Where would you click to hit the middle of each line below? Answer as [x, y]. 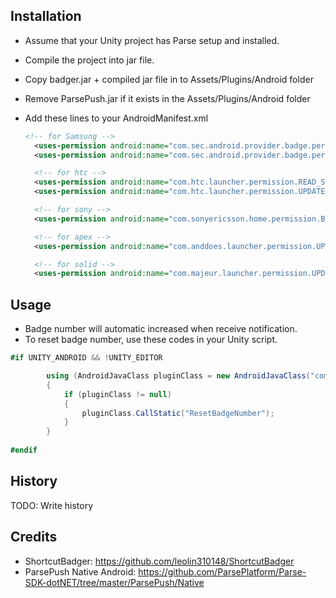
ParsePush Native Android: [80, 571]
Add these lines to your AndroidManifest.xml [116, 118]
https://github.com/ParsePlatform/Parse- [222, 571]
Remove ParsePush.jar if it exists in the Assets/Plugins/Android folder [167, 98]
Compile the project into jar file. [89, 60]
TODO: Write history [52, 505]
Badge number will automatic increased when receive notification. [161, 329]
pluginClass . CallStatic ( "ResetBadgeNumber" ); [178, 413]
